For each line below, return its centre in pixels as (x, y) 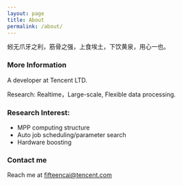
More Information (37, 65)
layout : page (26, 13)
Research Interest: (38, 112)
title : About (26, 20)
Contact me (27, 160)
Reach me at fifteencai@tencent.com (59, 175)
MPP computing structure (54, 127)
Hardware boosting (44, 142)
